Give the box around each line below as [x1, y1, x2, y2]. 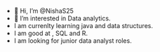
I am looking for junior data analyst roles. [13, 37, 132, 45]
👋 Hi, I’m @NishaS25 [13, 7, 74, 15]
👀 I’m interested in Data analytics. [13, 14, 111, 22]
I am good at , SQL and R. [13, 29, 88, 37]
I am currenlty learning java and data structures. [13, 22, 153, 30]
